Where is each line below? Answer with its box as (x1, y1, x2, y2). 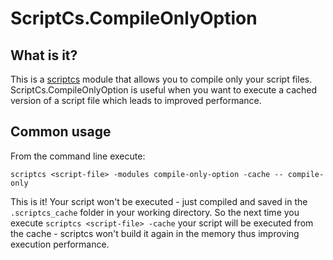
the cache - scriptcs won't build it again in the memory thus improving (10, 227, 300, 239)
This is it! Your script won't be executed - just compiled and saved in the (10, 195, 308, 207)
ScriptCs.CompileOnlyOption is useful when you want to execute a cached (10, 84, 318, 96)
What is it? (10, 47, 78, 64)
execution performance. (10, 238, 110, 250)
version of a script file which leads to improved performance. (10, 95, 262, 106)
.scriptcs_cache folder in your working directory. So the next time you (10, 206, 300, 218)
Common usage (10, 123, 112, 141)
